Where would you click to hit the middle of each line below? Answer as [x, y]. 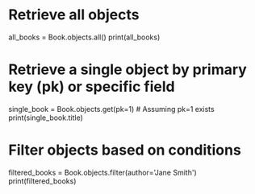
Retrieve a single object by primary [128, 70]
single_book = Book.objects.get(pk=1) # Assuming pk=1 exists [112, 109]
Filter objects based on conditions [125, 150]
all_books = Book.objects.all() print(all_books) [84, 37]
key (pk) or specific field [92, 87]
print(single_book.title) [46, 118]
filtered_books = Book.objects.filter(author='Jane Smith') [103, 172]
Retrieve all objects [74, 15]
